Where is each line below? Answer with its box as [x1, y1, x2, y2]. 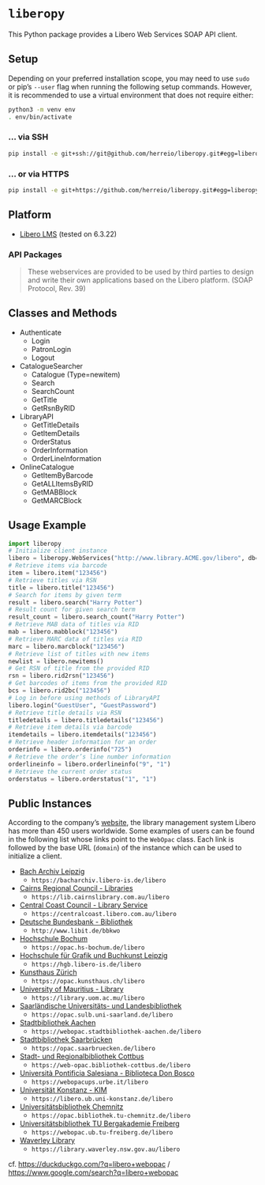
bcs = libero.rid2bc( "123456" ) [8, 687, 111, 695]
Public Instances [8, 797, 92, 810]
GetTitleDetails [31, 420, 80, 430]
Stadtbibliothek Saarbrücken [19, 1035, 113, 1044]
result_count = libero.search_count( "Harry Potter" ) [8, 613, 185, 621]
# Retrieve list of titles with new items [8, 649, 150, 658]
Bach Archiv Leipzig [19, 867, 85, 876]
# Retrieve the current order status [8, 767, 132, 775]
